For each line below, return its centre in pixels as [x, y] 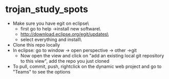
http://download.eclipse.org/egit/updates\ [65, 34]
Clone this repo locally [36, 45]
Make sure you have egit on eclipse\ [51, 23]
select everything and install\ [51, 39]
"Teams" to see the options [41, 71]
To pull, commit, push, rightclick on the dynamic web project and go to [87, 66]
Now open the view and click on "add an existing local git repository [92, 55]
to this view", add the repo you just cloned [65, 61]
